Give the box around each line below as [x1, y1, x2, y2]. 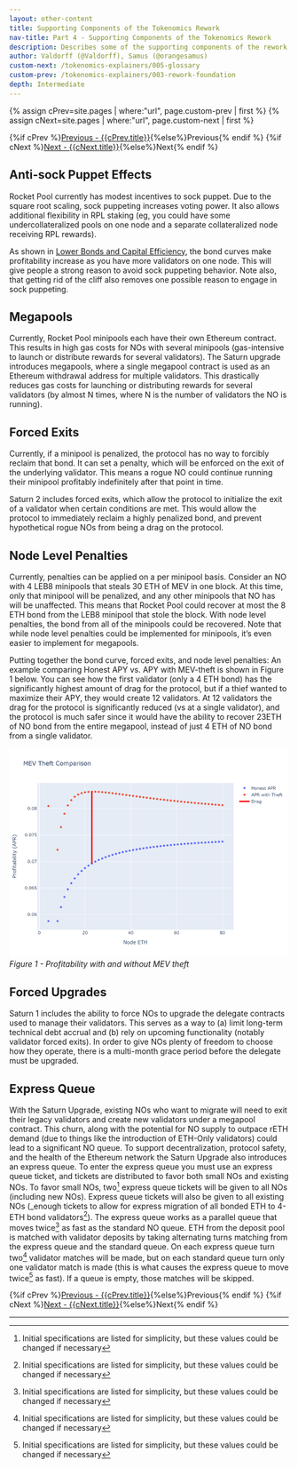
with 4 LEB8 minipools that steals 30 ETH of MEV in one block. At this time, [9, 581, 284, 591]
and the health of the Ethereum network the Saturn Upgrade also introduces [9, 1152, 287, 1163]
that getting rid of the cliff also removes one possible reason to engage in [9, 274, 278, 284]
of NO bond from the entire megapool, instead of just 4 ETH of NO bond [9, 721, 272, 731]
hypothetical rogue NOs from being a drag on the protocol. [9, 523, 224, 533]
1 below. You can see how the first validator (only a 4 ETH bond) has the [9, 674, 272, 684]
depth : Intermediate [9, 80, 86, 89]
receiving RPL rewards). [9, 228, 98, 239]
